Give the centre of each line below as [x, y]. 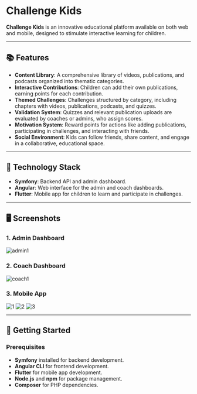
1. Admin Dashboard [35, 238]
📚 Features [28, 58]
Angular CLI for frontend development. [62, 366]
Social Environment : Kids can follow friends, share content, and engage [102, 137]
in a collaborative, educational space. [60, 143]
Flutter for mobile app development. [58, 372]
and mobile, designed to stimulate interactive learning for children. [86, 33]
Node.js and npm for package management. [68, 378]
